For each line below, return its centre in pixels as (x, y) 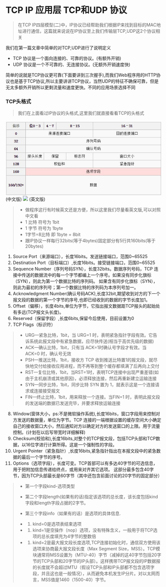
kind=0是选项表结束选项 (57, 524)
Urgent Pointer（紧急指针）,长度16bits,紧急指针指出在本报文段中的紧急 (84, 451)
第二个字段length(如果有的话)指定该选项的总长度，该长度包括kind (91, 496)
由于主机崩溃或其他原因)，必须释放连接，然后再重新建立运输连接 (91, 378)
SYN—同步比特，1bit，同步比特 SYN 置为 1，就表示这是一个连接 (90, 384)
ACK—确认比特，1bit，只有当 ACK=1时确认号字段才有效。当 (86, 347)
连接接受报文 (47, 391)
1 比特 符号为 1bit (42, 222)
